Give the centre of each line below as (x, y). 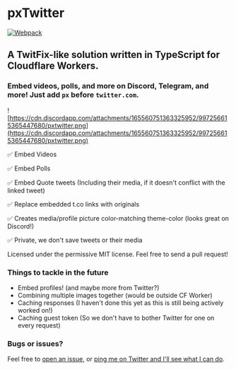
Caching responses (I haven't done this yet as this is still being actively (120, 303)
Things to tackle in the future (58, 272)
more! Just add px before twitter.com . (73, 95)
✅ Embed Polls (29, 168)
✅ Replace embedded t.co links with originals (73, 204)
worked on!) (35, 310)
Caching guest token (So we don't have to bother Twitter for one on (116, 318)
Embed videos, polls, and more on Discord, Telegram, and (108, 86)
